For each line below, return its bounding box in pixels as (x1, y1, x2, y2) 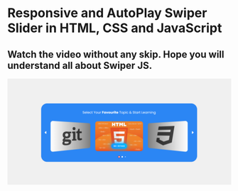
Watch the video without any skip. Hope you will (7, 48, 225, 60)
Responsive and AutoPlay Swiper (7, 5, 207, 21)
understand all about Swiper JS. (7, 59, 153, 72)
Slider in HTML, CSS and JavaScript (7, 20, 222, 36)
